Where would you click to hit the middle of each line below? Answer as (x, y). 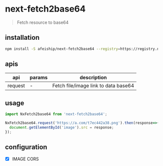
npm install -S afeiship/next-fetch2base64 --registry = (63, 49)
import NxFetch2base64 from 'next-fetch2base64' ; (56, 114)
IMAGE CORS (25, 159)
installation (22, 38)
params (39, 78)
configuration (26, 147)
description (93, 78)
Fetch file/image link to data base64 (93, 86)
